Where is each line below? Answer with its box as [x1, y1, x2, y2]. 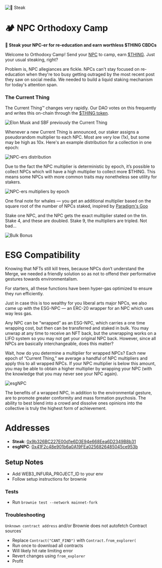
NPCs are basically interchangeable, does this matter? [5, 341, 114, 346]
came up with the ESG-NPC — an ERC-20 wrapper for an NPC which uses [5, 305, 154, 311]
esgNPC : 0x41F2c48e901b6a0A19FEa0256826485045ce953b [12, 444, 138, 450]
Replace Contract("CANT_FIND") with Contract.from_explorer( [12, 537, 137, 543]
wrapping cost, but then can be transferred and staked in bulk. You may [5, 325, 149, 331]
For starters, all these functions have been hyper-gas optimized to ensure [5, 285, 152, 291]
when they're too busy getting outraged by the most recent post [26, 71, 155, 77]
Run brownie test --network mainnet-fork [12, 499, 98, 505]
